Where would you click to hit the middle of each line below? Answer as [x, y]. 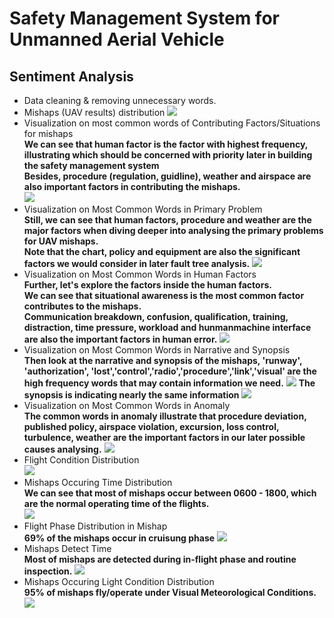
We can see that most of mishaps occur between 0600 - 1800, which [170, 493]
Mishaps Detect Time [67, 548]
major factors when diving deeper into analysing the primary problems [173, 230]
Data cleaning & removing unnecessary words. [120, 100]
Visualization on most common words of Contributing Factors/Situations [172, 123]
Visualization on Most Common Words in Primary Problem [143, 209]
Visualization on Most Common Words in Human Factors [140, 274]
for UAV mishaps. [61, 241]
